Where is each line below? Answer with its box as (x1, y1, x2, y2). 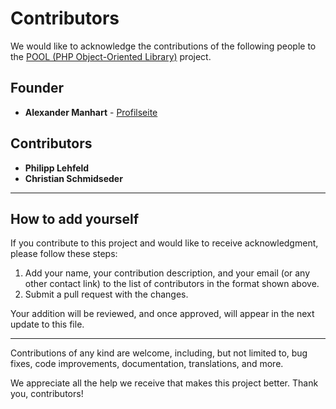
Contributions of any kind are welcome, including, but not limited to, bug (10, 347, 308, 359)
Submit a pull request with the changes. (24, 288, 189, 301)
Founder (10, 80, 65, 97)
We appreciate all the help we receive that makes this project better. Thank (10, 377, 319, 389)
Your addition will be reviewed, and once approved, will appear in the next (10, 308, 315, 320)
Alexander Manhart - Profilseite (24, 106, 158, 118)
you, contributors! (10, 388, 84, 400)
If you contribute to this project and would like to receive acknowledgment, (10, 237, 319, 249)
